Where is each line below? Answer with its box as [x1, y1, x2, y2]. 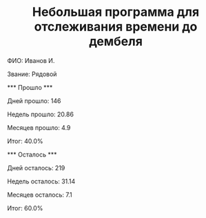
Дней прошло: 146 [7, 96, 61, 105]
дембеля [88, 34, 143, 49]
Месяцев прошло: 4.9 [7, 123, 71, 131]
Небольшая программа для [32, 4, 200, 20]
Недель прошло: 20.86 [7, 110, 74, 118]
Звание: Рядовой [7, 70, 57, 78]
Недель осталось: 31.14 [7, 177, 76, 185]
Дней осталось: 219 [7, 163, 65, 172]
